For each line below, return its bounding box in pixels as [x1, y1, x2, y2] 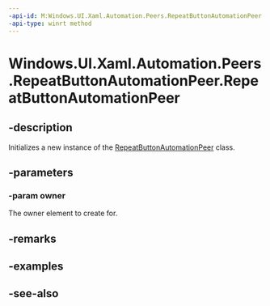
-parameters [8, 165, 74, 179]
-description [8, 121, 73, 134]
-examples [8, 259, 64, 273]
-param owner [8, 189, 66, 201]
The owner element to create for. [8, 208, 118, 219]
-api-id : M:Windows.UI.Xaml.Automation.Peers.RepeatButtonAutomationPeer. [8, 11, 266, 20]
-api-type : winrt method [8, 19, 92, 28]
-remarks [8, 232, 57, 245]
